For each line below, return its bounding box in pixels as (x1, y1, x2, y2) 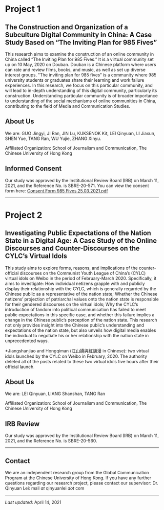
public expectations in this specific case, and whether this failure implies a (5, 312, 155, 318)
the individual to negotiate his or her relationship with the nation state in (5, 332, 149, 338)
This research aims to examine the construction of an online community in (5, 51, 154, 57)
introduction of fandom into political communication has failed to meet (5, 306, 146, 312)
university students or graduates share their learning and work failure (5, 77, 144, 83)
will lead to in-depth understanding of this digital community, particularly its (5, 88, 157, 93)
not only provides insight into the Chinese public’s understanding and (5, 322, 144, 328)
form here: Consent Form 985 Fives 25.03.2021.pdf (5, 187, 108, 194)
